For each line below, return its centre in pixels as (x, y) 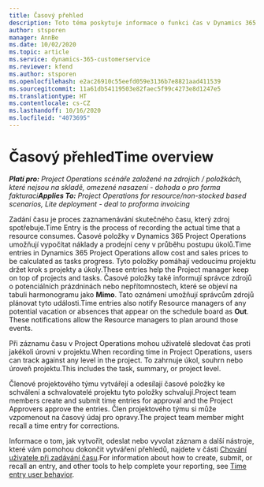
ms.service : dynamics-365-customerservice (80, 60)
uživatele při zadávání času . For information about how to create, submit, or (131, 457)
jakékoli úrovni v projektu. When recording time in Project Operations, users (131, 351)
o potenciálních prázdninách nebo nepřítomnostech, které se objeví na (124, 286)
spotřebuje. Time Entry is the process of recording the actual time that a (125, 227)
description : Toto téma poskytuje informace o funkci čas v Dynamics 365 (133, 23)
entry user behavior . (42, 474)
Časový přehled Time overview (112, 157)
